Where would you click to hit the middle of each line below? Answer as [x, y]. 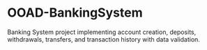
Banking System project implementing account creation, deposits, [102, 32]
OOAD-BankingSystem [75, 13]
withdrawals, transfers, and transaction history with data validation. [104, 39]
